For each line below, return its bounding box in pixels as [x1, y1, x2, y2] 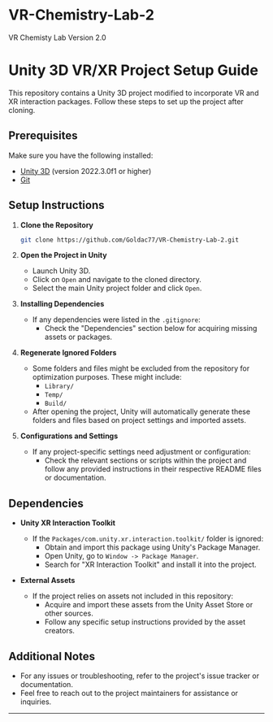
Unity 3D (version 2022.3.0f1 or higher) [19, 166, 152, 176]
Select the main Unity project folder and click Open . [32, 283, 202, 294]
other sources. [44, 608, 93, 619]
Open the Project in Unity [19, 250, 107, 260]
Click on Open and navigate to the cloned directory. [32, 275, 201, 285]
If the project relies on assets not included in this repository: [32, 591, 234, 601]
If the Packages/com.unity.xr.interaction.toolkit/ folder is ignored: [32, 534, 264, 544]
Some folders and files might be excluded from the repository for [32, 363, 250, 373]
